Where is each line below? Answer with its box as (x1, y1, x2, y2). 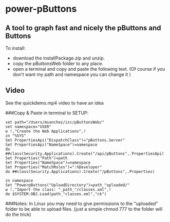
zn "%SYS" (5, 133, 27, 138)
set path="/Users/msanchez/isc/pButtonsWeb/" (5, 119, 104, 125)
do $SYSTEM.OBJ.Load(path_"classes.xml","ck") (5, 191, 107, 196)
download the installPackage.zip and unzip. (12, 55, 105, 61)
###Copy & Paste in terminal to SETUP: (5, 110, 89, 116)
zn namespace (5, 178, 33, 183)
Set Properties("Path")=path (5, 155, 68, 160)
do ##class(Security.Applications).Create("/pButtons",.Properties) (5, 169, 155, 174)
